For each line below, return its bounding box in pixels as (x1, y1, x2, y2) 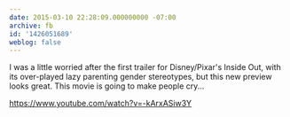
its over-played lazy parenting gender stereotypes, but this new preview (9, 72, 272, 82)
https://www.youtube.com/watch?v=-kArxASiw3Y (9, 98, 192, 109)
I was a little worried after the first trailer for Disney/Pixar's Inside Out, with (9, 62, 281, 73)
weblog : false (9, 37, 62, 47)
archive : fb (9, 21, 53, 30)
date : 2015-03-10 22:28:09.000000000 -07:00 (9, 12, 176, 22)
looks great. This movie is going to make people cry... (9, 81, 205, 91)
